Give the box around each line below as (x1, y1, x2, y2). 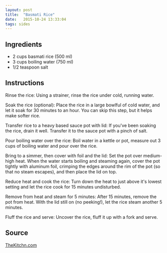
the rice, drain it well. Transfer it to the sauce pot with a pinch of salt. (5, 128, 148, 134)
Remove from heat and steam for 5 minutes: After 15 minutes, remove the (5, 194, 157, 200)
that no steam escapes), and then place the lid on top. (5, 168, 117, 174)
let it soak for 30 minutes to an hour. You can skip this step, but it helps (5, 107, 152, 113)
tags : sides (5, 21, 30, 27)
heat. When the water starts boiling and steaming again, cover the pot (15, 158, 160, 164)
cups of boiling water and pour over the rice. (5, 143, 98, 149)
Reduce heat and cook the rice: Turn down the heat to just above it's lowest (5, 178, 162, 184)
